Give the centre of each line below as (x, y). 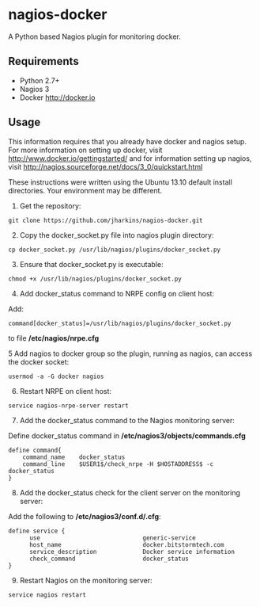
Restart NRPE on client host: (66, 391)
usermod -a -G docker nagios (56, 376)
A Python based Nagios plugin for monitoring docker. (95, 36)
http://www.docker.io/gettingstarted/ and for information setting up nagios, (130, 158)
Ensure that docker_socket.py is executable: (91, 264)
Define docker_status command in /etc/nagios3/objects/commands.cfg (127, 435)
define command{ (35, 450)
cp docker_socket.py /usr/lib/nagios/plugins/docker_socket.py (115, 250)
